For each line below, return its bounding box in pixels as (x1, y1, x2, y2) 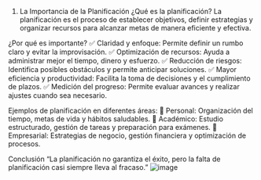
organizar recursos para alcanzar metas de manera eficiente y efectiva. (19, 23, 252, 32)
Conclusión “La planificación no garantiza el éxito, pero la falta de (8, 154, 221, 164)
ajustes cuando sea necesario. (8, 91, 108, 100)
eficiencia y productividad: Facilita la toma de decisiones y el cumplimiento (8, 74, 251, 83)
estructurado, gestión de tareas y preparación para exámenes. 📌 (8, 123, 218, 131)
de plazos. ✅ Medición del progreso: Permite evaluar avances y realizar (8, 82, 240, 91)
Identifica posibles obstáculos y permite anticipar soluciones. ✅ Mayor (8, 65, 237, 74)
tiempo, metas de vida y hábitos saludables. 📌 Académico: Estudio (8, 114, 224, 124)
